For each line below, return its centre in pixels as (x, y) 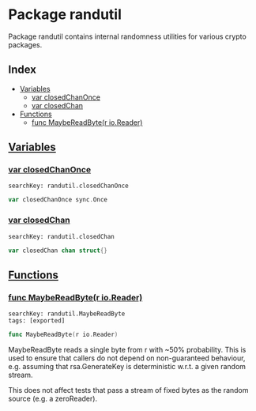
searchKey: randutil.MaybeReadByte (67, 314)
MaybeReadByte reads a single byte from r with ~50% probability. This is (127, 350)
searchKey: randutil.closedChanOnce (68, 186)
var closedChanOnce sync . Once (58, 200)
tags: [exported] (37, 321)
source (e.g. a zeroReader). (53, 399)
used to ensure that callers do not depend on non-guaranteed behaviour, (127, 358)
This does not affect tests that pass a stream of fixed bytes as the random (128, 390)
